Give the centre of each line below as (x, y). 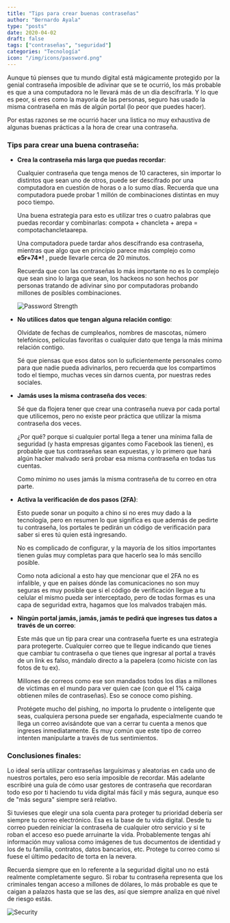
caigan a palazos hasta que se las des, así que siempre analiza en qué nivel (114, 892)
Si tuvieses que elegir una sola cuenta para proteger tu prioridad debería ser (115, 813)
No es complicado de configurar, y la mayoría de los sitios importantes (116, 548)
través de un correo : (47, 625)
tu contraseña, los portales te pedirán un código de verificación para (114, 527)
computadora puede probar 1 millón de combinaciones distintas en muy (118, 195)
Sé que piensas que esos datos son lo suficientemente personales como (119, 361)
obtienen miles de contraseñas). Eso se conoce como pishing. (105, 696)
